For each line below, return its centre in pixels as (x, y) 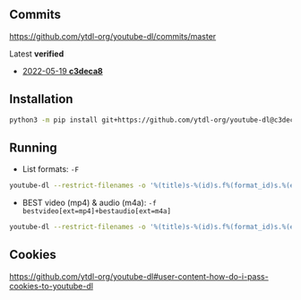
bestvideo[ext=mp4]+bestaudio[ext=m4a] (97, 211)
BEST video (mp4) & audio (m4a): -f (89, 203)
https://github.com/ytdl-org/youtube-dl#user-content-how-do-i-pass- (139, 276)
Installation (41, 99)
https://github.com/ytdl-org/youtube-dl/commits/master (113, 36)
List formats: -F (50, 169)
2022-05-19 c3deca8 (62, 71)
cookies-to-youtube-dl (52, 286)
